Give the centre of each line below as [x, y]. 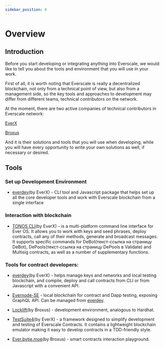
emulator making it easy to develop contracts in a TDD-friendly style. [82, 329]
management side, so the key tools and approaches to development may [78, 94]
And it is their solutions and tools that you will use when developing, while [80, 142]
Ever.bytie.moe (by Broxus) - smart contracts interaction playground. [81, 339]
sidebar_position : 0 [26, 10]
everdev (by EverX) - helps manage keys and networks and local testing [84, 275]
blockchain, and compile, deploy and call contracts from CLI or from [81, 280]
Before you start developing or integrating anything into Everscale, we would [82, 64]
